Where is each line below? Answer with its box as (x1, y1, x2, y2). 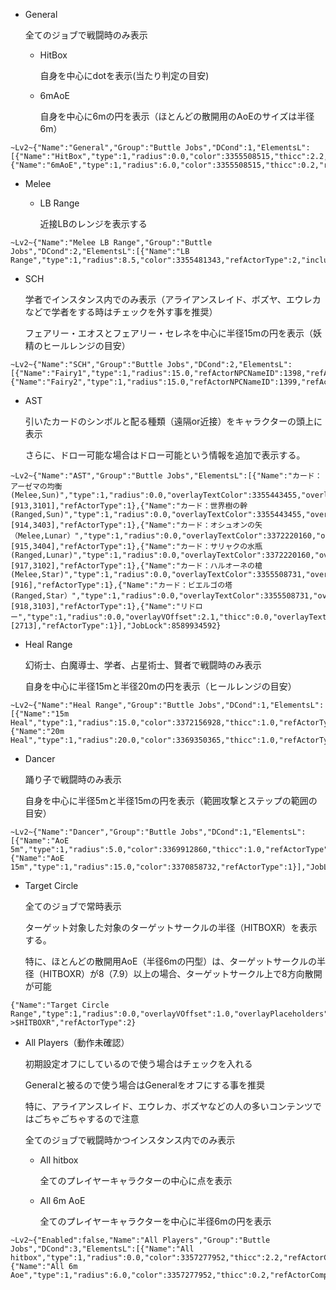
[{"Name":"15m (10, 709, 70, 719)
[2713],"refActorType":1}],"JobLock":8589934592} (10, 621, 222, 631)
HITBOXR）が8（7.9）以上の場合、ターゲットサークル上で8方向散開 (42, 968, 323, 979)
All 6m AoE (39, 1195, 86, 1206)
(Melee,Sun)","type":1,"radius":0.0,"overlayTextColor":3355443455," (10, 490, 307, 500)
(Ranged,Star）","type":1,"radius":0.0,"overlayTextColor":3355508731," (10, 591, 318, 601)
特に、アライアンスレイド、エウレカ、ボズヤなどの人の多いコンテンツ (24, 1100, 313, 1112)
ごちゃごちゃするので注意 (33, 1113, 140, 1124)
